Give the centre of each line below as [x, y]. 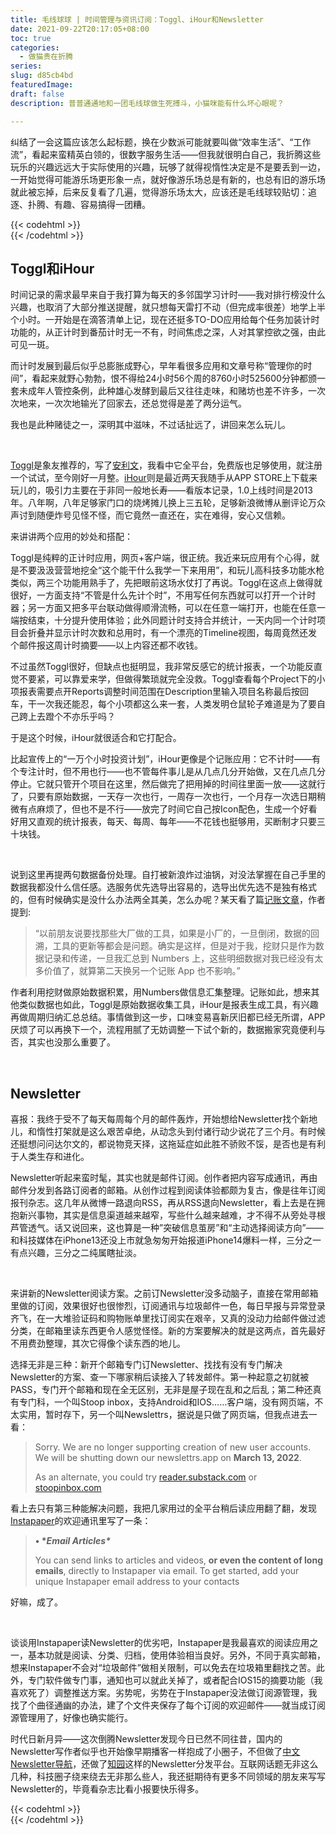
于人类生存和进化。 [50, 1157]
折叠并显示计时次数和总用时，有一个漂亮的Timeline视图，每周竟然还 [168, 633]
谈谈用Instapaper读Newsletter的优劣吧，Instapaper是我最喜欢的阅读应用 [160, 1643]
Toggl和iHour [52, 268]
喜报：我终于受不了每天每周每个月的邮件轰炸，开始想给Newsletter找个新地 [164, 1119]
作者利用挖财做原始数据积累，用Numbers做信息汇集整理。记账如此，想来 [161, 992]
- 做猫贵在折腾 [46, 57]
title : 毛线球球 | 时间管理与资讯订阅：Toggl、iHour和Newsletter [137, 19]
